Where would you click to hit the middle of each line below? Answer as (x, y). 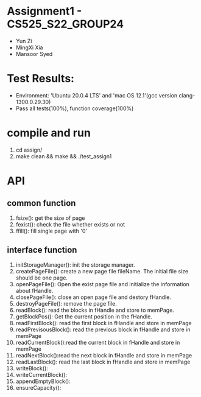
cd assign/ (29, 150)
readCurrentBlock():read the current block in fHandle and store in (98, 342)
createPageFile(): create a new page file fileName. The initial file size (102, 271)
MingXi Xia (29, 47)
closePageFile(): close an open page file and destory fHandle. (93, 297)
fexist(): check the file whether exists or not (70, 224)
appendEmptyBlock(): (43, 381)
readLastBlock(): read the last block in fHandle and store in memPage (103, 362)
